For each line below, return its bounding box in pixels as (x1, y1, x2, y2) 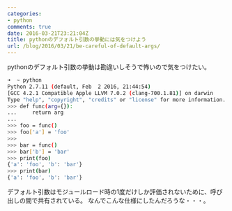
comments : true (7, 23, 52, 30)
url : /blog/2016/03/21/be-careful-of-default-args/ (7, 43, 160, 50)
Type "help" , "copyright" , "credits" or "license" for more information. (7, 96, 226, 103)
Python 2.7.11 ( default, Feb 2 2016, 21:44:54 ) (7, 83, 151, 90)
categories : (7, 10, 42, 17)
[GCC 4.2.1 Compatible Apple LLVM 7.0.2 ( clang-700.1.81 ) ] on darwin (7, 89, 214, 96)
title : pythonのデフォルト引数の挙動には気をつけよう (7, 36, 147, 43)
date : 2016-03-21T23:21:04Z (7, 29, 89, 37)
